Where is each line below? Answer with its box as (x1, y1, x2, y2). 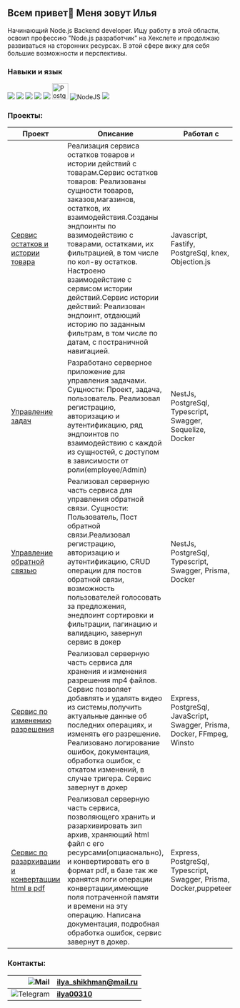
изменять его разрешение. (66, 729, 161, 739)
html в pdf (11, 883, 45, 893)
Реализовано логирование (66, 738, 161, 748)
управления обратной (66, 494, 144, 504)
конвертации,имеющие (66, 883, 149, 893)
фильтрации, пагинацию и (66, 619, 158, 629)
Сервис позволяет (66, 685, 132, 695)
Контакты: (7, 958, 46, 968)
